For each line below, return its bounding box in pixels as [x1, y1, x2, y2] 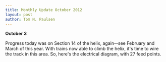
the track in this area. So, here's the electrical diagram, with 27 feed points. [5, 51, 161, 57]
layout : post [5, 12, 33, 17]
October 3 [5, 31, 27, 37]
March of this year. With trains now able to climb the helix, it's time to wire [5, 46, 159, 52]
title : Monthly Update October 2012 [5, 7, 82, 13]
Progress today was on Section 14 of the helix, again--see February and [5, 40, 155, 46]
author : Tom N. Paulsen [5, 17, 56, 22]
